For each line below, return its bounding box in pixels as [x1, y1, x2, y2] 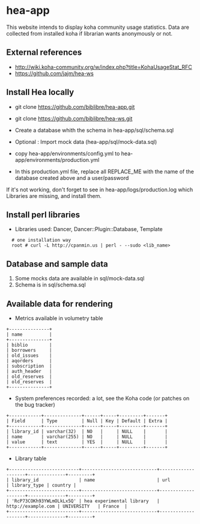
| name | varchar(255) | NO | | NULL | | [6, 434, 168, 440]
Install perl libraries [6, 209, 80, 220]
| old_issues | [6, 353, 52, 359]
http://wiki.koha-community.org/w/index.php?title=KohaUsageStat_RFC [14, 63, 192, 70]
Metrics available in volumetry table [14, 315, 103, 322]
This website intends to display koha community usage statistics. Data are [6, 23, 189, 31]
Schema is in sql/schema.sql [14, 281, 86, 289]
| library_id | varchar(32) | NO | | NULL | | [6, 428, 168, 434]
